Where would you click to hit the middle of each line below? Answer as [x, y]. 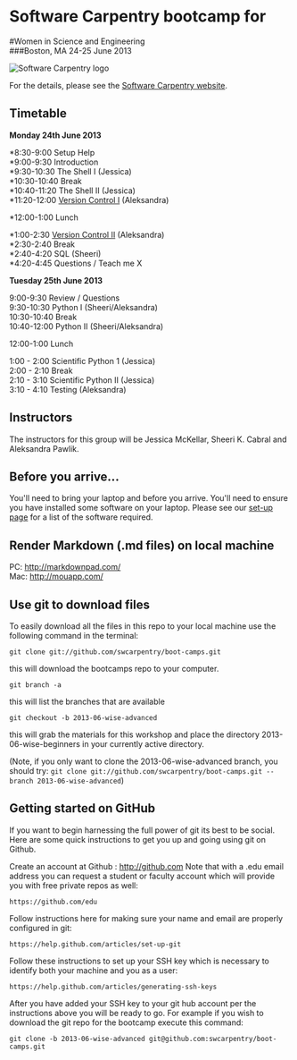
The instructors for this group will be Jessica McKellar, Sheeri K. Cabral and [148, 439]
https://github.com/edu [54, 902]
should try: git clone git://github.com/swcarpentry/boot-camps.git [136, 771]
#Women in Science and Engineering [77, 41]
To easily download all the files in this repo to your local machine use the [143, 626]
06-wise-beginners [45, 744]
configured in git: [41, 928]
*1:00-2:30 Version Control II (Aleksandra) [87, 234]
